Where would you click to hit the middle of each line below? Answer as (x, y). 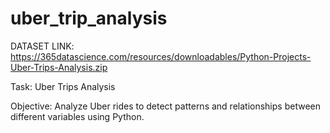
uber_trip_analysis (89, 18)
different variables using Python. (77, 116)
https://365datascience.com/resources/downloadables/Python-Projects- (161, 56)
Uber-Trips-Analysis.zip (59, 67)
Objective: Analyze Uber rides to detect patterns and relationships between (165, 106)
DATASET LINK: (42, 46)
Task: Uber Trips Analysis (63, 86)
